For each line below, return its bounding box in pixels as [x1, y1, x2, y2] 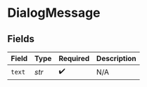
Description [96, 54, 137, 63]
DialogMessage [7, 5, 101, 21]
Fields [7, 33, 35, 45]
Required [58, 54, 90, 63]
